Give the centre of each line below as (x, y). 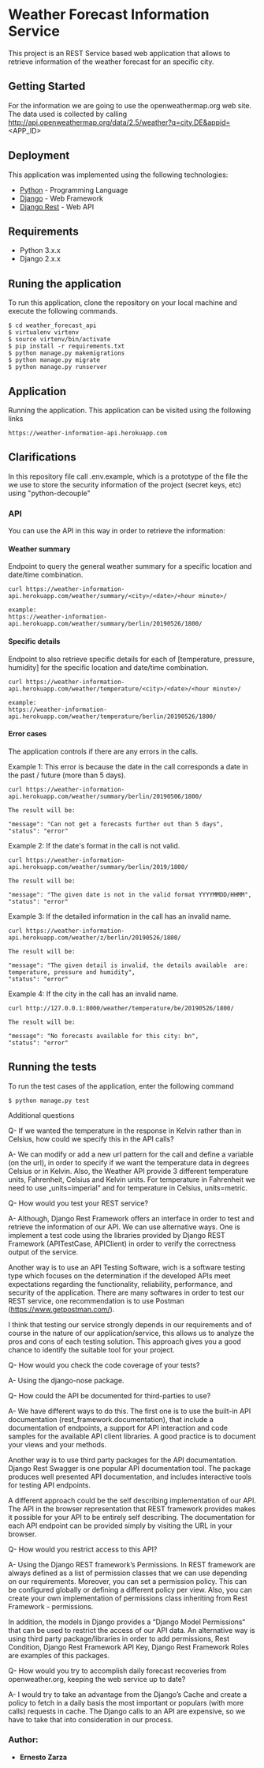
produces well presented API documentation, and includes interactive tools (130, 1476)
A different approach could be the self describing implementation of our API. (132, 1500)
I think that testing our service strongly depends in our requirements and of (130, 1324)
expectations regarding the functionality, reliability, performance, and (120, 1284)
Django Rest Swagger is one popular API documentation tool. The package (130, 1468)
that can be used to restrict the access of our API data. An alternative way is (132, 1630)
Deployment (39, 156)
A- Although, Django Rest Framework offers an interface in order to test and (131, 1218)
